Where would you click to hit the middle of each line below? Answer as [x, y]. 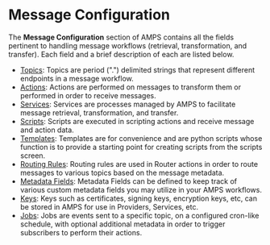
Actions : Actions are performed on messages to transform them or [131, 87]
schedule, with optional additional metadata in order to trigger [123, 224]
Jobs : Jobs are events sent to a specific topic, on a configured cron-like [139, 215]
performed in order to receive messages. [88, 95]
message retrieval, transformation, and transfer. [99, 112]
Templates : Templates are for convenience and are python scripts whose [141, 138]
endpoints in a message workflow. [77, 78]
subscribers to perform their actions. [81, 232]
